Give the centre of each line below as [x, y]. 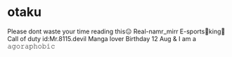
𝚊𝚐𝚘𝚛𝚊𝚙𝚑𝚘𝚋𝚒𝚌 [31, 46]
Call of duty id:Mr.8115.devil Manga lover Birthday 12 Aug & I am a [102, 38]
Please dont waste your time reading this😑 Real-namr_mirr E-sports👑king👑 [116, 31]
